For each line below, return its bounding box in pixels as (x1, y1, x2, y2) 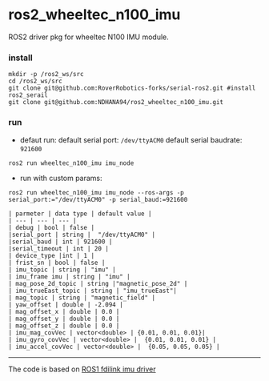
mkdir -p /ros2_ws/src (8, 70, 84, 78)
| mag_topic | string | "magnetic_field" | (8, 294, 156, 302)
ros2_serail (8, 91, 48, 99)
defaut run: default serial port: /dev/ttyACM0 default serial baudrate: (19, 134, 243, 145)
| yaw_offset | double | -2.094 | (8, 300, 124, 309)
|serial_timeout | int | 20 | (8, 244, 110, 253)
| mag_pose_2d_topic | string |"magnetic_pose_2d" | (8, 279, 188, 287)
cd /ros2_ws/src (8, 78, 62, 86)
